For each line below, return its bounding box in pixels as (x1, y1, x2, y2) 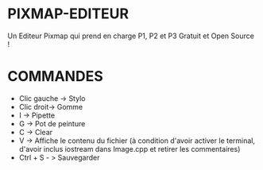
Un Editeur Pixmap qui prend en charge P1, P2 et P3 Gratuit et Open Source (7, 31, 255, 41)
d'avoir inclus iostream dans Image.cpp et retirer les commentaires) (18, 144, 241, 153)
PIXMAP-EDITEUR (7, 5, 129, 23)
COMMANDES (7, 68, 104, 86)
